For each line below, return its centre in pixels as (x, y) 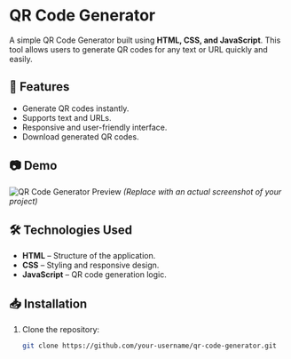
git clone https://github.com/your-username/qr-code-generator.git (149, 346)
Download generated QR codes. (80, 136)
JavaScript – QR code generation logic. (94, 275)
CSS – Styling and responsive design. (90, 265)
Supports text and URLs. (67, 117)
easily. (21, 59)
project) (24, 201)
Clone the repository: (61, 330)
